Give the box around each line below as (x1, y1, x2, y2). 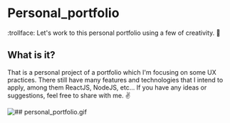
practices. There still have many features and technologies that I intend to (7, 75, 224, 84)
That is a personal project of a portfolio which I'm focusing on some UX (7, 68, 217, 76)
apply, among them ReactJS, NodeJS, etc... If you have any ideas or (7, 83, 207, 92)
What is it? (7, 49, 56, 61)
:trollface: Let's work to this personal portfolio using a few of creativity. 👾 (7, 28, 221, 37)
